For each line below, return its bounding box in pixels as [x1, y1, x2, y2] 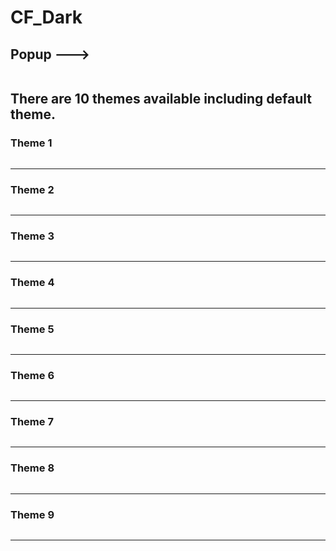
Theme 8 [10, 461, 55, 475]
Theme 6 [10, 368, 55, 382]
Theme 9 [10, 507, 55, 521]
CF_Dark [10, 6, 83, 29]
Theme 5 [10, 322, 55, 336]
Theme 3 [10, 229, 55, 243]
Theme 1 [10, 136, 53, 150]
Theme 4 [10, 276, 55, 290]
